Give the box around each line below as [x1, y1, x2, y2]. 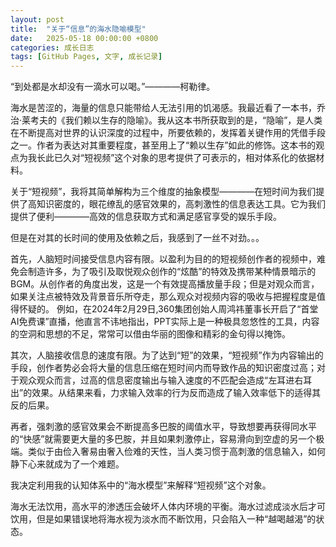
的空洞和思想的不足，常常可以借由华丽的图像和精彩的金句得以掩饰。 [10, 328, 291, 340]
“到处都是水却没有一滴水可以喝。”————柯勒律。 [10, 81, 216, 93]
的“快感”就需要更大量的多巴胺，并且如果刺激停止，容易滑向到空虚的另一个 [10, 433, 317, 445]
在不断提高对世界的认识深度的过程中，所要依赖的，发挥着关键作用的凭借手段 [10, 127, 326, 139]
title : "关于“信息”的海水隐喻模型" [10, 24, 147, 34]
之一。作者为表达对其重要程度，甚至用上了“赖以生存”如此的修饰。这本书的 [10, 139, 317, 151]
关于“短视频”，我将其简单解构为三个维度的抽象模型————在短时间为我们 [10, 186, 317, 198]
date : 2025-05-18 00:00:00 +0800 [10, 33, 159, 43]
